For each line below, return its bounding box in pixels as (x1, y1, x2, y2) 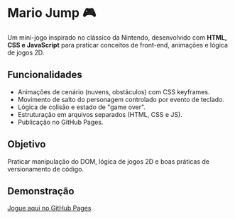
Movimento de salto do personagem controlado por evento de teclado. (17, 95, 225, 103)
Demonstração (7, 185, 75, 197)
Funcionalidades (7, 69, 83, 81)
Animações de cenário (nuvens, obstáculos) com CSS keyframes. (17, 87, 210, 96)
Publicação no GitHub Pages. (17, 118, 104, 126)
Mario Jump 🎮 (7, 5, 97, 21)
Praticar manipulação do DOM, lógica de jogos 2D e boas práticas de (7, 157, 209, 166)
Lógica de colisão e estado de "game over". (17, 103, 146, 111)
